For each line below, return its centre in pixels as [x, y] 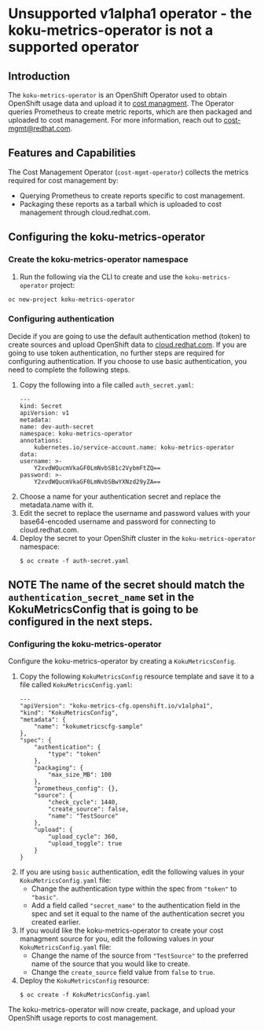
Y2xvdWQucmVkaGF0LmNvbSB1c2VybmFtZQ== [97, 468]
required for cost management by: [64, 180]
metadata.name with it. [57, 505]
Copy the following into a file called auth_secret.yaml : [106, 384]
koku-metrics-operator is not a [111, 30]
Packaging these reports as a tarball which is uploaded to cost [121, 204]
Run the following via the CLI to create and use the [101, 277]
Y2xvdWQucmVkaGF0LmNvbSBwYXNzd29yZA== [97, 482]
